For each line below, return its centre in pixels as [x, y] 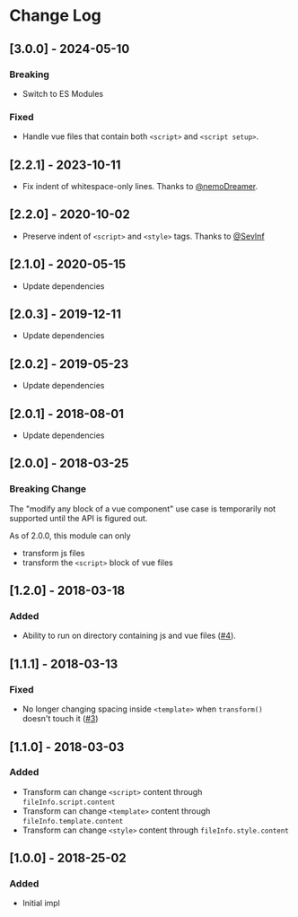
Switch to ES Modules [63, 93]
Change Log [55, 16]
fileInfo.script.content [69, 802]
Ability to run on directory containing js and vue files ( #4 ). [129, 636]
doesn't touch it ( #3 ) [60, 719]
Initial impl [41, 904]
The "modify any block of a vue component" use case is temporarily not [143, 509]
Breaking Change [48, 489]
